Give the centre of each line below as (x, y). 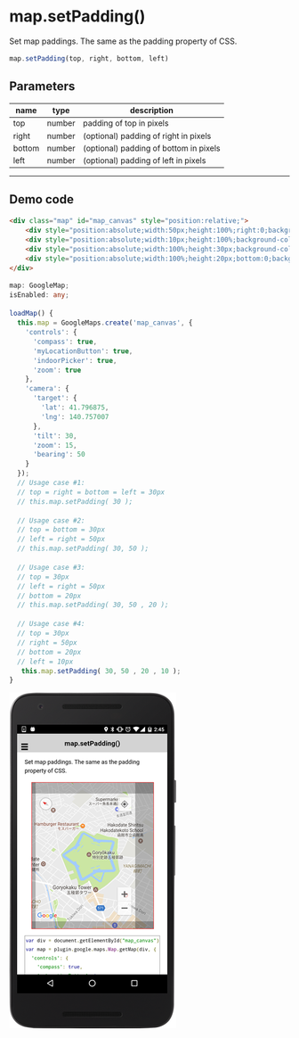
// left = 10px (45, 662)
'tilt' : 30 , (55, 436)
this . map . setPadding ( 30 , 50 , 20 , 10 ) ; (101, 671)
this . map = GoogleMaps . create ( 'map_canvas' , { (105, 323)
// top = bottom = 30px (61, 530)
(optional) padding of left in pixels (145, 161)
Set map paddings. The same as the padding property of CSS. (123, 41)
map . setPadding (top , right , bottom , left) (89, 58)
